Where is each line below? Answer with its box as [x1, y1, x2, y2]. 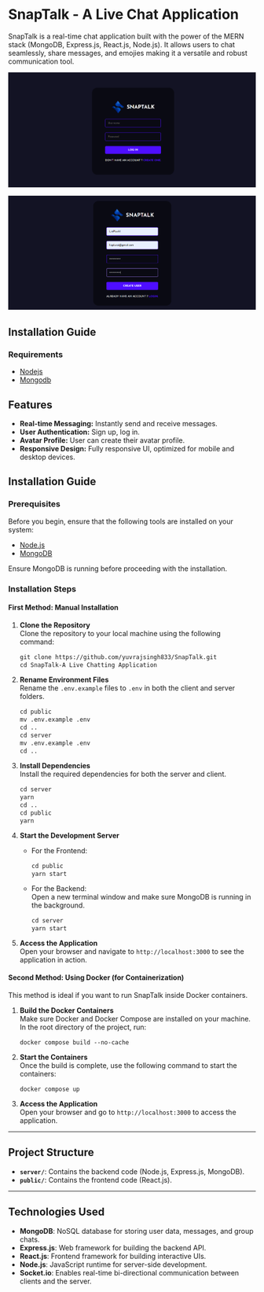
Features [8, 398, 53, 411]
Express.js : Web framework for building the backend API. [19, 1242, 207, 1252]
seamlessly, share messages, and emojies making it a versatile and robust [8, 48, 247, 57]
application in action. [19, 955, 88, 964]
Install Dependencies [19, 760, 90, 770]
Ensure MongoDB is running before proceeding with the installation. [8, 564, 228, 573]
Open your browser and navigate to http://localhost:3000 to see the [19, 946, 245, 956]
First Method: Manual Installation [8, 603, 119, 613]
